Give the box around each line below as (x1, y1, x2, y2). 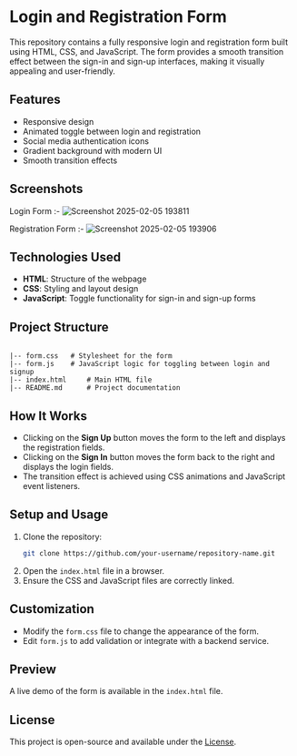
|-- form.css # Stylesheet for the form (9, 352, 173, 361)
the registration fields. (22, 442, 105, 453)
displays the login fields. (22, 462, 114, 472)
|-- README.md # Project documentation (9, 383, 181, 393)
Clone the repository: (22, 531, 103, 542)
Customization (9, 601, 95, 617)
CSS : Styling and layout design (22, 283, 139, 294)
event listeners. (22, 481, 81, 491)
